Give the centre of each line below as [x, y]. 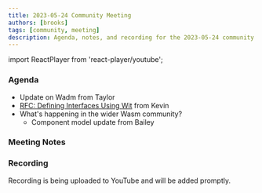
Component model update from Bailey [93, 122]
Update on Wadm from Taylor [67, 97]
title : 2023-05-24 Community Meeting [70, 15]
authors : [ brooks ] [38, 23]
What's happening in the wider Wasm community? [101, 114]
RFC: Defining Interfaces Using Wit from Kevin [94, 105]
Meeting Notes [37, 142]
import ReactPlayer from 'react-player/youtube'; [86, 60]
